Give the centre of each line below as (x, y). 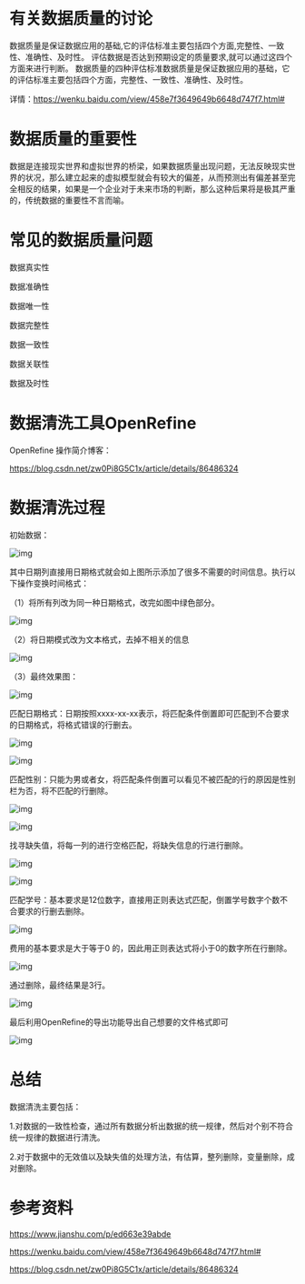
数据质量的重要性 (74, 140)
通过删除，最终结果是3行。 (60, 985)
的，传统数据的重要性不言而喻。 (69, 200)
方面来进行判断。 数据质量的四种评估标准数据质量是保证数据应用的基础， (146, 68)
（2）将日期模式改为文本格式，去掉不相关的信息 (99, 639)
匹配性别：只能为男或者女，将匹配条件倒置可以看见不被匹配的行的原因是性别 (152, 779)
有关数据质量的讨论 (81, 19)
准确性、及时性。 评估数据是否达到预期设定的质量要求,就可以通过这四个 (158, 56)
